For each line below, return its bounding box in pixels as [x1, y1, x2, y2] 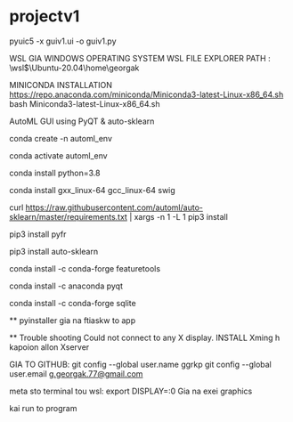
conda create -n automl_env [9, 133, 113, 143]
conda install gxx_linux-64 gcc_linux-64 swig [9, 184, 175, 195]
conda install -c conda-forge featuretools [9, 263, 161, 273]
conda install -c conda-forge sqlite [9, 297, 136, 308]
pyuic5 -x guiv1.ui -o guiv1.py [9, 36, 118, 46]
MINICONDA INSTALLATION [9, 79, 113, 90]
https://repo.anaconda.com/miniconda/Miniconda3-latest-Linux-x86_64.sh [9, 89, 284, 100]
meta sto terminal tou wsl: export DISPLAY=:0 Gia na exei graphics [9, 385, 253, 396]
